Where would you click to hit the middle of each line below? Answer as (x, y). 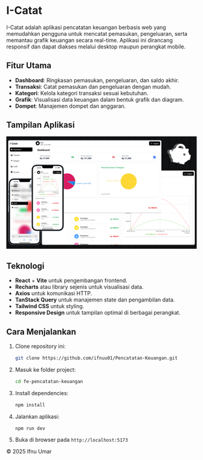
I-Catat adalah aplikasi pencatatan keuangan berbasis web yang (86, 27)
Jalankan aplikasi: (37, 416)
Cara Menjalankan (41, 331)
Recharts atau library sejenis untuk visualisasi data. (79, 287)
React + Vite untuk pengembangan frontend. (71, 281)
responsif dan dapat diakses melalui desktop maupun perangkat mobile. (96, 47)
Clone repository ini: (40, 346)
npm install (30, 405)
